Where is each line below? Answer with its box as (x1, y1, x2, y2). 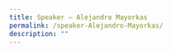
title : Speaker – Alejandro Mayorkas (9, 12, 148, 22)
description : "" (9, 29, 69, 38)
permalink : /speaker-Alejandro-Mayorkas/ (9, 21, 164, 30)
